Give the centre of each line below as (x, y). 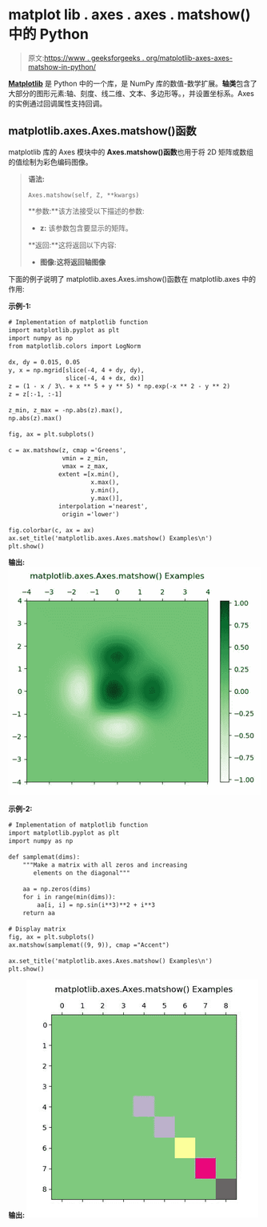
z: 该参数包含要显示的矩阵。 (86, 228)
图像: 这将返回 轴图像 (73, 262)
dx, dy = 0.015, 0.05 (44, 362)
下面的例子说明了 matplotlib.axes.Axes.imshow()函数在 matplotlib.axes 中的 (132, 279)
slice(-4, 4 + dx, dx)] (105, 378)
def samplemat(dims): (44, 857)
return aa (39, 913)
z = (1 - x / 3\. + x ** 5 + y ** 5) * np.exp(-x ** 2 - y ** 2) (119, 386)
